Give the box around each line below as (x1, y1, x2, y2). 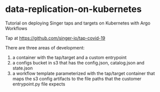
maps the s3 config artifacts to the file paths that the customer (12, 75, 141, 81)
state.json (12, 65, 33, 71)
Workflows (5, 25, 27, 31)
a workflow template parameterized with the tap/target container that (12, 70, 155, 76)
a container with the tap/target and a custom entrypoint (12, 54, 127, 60)
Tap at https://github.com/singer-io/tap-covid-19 (5, 35, 105, 41)
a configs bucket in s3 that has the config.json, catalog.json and (12, 59, 145, 65)
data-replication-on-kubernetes (5, 3, 142, 15)
